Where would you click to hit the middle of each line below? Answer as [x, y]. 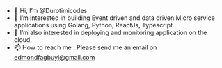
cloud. [23, 40]
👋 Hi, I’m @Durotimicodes [50, 11]
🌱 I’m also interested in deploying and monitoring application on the [110, 32]
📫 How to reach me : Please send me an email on [85, 47]
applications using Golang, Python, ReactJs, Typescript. [94, 25]
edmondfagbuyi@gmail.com [54, 57]
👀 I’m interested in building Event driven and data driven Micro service [114, 18]
